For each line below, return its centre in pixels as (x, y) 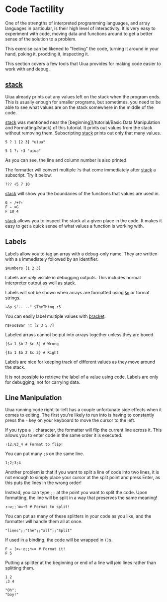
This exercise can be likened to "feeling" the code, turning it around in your (82, 48)
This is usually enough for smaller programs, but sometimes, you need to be (83, 102)
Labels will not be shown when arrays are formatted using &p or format (78, 292)
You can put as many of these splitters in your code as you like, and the (78, 516)
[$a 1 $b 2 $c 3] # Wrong (32, 344)
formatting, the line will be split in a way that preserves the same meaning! (81, 498)
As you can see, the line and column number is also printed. (66, 160)
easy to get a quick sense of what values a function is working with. (75, 226)
